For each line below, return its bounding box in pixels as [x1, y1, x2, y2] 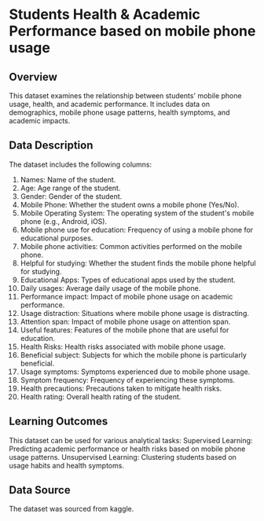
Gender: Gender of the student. [20, 191, 123, 201]
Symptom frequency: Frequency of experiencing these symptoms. [20, 375, 235, 384]
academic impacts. [9, 116, 71, 125]
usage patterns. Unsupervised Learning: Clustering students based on [9, 452, 236, 461]
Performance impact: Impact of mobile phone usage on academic [20, 292, 233, 301]
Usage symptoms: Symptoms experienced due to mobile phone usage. [20, 367, 251, 376]
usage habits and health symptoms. [9, 460, 125, 470]
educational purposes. [20, 233, 93, 243]
